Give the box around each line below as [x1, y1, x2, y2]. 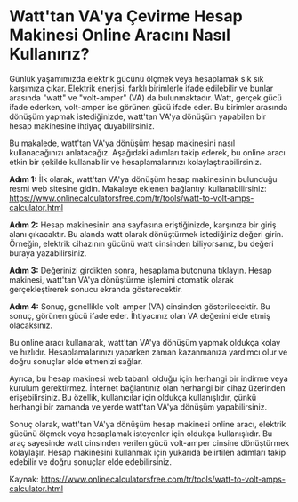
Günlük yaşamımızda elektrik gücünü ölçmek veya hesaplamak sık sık [9, 73, 264, 84]
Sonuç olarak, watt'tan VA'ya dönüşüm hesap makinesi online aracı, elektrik [9, 418, 286, 429]
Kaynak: [9, 474, 39, 484]
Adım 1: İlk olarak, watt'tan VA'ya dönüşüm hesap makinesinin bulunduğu [9, 173, 278, 184]
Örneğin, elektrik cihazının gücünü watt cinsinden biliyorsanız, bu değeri [9, 238, 274, 249]
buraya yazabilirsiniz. [9, 247, 87, 259]
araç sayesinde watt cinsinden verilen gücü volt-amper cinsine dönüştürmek [9, 437, 290, 448]
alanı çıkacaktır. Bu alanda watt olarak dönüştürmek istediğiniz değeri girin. [9, 228, 284, 239]
